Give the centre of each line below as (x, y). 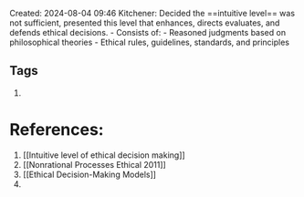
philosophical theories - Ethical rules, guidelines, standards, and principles (150, 42)
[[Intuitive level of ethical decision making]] (104, 155)
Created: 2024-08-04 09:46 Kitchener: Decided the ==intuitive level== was (152, 13)
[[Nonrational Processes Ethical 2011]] (94, 164)
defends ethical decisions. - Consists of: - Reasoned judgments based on (147, 32)
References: (57, 130)
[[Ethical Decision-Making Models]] (89, 174)
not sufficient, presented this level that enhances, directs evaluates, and (145, 23)
